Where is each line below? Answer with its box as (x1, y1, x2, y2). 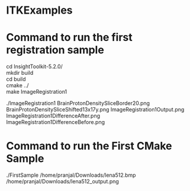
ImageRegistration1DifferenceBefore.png (6, 119, 105, 126)
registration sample (6, 43, 105, 57)
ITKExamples (6, 4, 73, 17)
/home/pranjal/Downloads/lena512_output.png (6, 178, 120, 185)
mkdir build (6, 69, 34, 77)
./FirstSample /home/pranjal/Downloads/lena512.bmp (6, 171, 136, 179)
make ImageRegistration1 (6, 88, 67, 95)
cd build (6, 75, 26, 83)
